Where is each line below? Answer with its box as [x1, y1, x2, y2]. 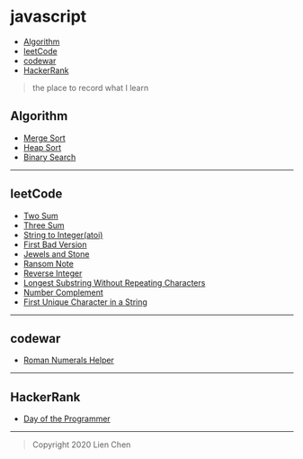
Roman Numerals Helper [22, 354, 115, 366]
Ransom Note [22, 258, 75, 269]
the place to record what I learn [31, 82, 149, 93]
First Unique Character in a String [22, 296, 147, 308]
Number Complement [22, 287, 104, 298]
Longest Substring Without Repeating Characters [22, 277, 206, 288]
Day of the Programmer [22, 413, 111, 425]
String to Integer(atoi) [22, 229, 103, 240]
